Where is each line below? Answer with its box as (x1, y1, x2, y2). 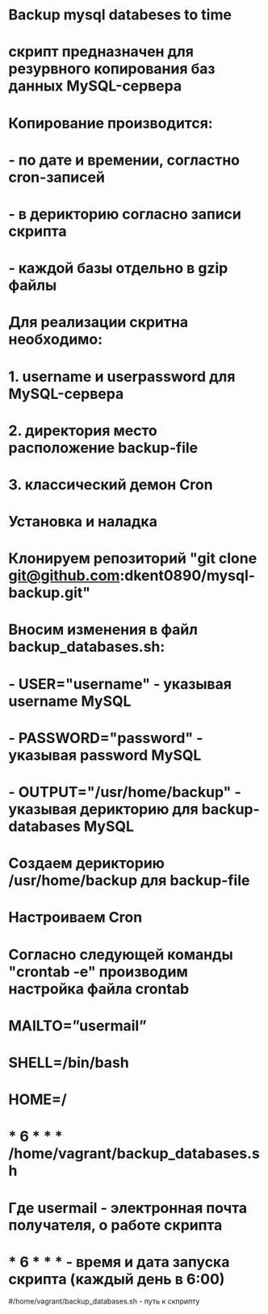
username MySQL (8, 692, 132, 710)
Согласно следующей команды (8, 945, 234, 963)
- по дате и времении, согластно (8, 151, 241, 169)
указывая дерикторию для (8, 800, 199, 818)
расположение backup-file (8, 439, 199, 457)
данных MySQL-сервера (8, 77, 182, 95)
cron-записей (8, 168, 105, 187)
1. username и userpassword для (8, 367, 236, 385)
